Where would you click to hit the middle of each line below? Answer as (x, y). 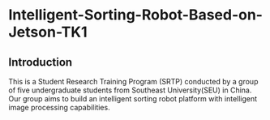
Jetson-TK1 (48, 32)
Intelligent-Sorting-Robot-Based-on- (136, 15)
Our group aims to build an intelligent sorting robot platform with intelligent (133, 99)
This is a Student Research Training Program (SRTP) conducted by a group (133, 81)
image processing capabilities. (60, 107)
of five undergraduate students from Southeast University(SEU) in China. (130, 90)
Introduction (41, 62)
